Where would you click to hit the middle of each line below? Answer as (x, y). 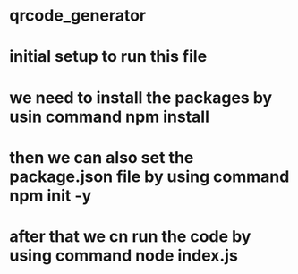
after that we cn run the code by (130, 236)
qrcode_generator (77, 16)
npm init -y (51, 196)
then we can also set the (102, 157)
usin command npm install (110, 116)
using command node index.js (124, 255)
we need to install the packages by (141, 97)
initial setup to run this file (108, 57)
